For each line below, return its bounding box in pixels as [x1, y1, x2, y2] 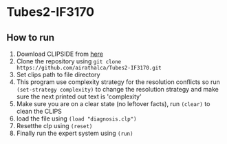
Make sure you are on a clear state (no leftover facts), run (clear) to [16, 100, 210, 107]
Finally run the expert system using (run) [16, 129, 133, 137]
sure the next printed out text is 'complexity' [16, 92, 142, 101]
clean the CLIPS [16, 107, 63, 115]
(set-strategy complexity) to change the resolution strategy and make [16, 85, 219, 93]
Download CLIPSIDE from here [16, 50, 104, 58]
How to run [6, 32, 55, 43]
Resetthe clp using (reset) [16, 122, 93, 130]
